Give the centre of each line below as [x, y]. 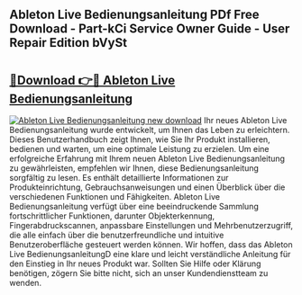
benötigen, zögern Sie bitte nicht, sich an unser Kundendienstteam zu [139, 273]
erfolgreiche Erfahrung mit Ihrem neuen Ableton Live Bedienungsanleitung [147, 158]
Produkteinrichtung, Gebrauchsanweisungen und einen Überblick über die [147, 187]
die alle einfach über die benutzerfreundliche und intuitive [117, 235]
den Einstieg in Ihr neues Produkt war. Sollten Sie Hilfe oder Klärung [135, 264]
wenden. [26, 283]
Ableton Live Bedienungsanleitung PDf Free [134, 15]
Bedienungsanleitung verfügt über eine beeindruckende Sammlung [134, 206]
